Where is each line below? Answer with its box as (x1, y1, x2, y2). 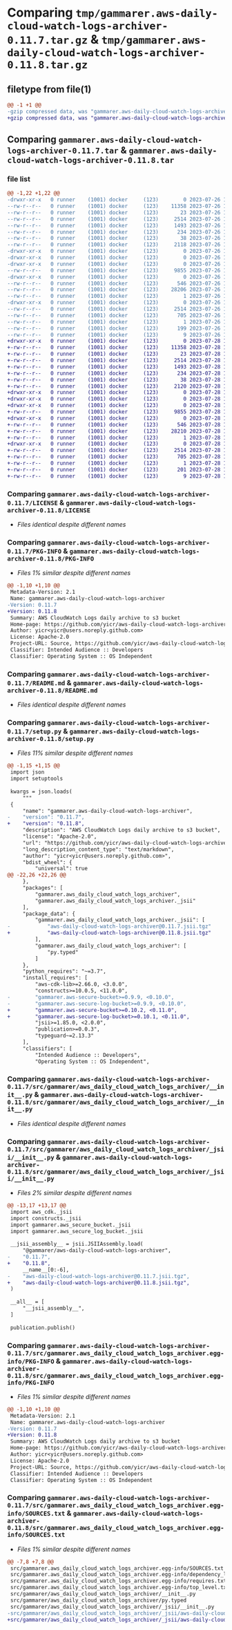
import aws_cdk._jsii (10, 1208, 72, 1215)
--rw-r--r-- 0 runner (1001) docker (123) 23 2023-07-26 (7, 209, 221, 216)
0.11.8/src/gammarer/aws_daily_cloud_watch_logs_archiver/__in (7, 1098, 224, 1107)
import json (10, 769, 45, 776)
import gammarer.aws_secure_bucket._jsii (10, 1221, 131, 1228)
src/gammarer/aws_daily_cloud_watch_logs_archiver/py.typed (10, 1597, 187, 1604)
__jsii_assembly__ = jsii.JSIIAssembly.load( (10, 1241, 144, 1248)
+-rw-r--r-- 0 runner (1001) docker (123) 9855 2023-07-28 (7, 409, 221, 415)
